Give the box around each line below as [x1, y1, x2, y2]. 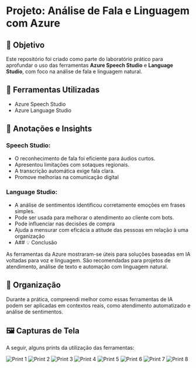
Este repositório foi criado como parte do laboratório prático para [6, 56, 163, 62]
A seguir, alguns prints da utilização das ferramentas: [6, 345, 135, 352]
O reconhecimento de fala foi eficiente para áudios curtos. [14, 154, 156, 162]
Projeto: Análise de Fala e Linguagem [6, 4, 190, 18]
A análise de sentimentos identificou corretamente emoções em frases [14, 201, 185, 208]
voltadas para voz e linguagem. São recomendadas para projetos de [6, 256, 171, 264]
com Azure [6, 16, 60, 30]
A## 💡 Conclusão [14, 239, 57, 246]
